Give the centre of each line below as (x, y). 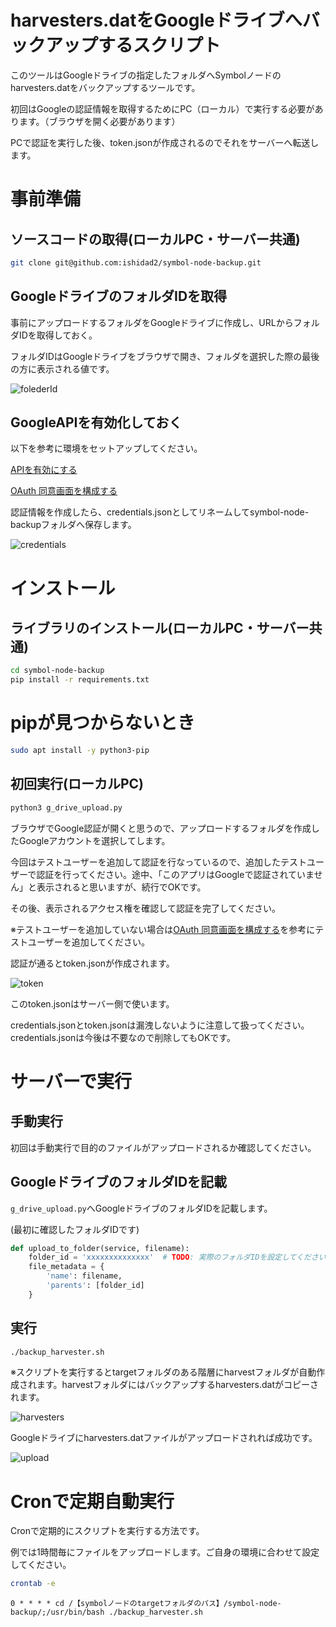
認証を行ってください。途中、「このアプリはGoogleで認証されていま (175, 874)
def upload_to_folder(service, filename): (100, 1248)
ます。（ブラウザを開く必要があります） (99, 121)
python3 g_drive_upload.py (66, 807)
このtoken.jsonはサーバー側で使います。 (92, 1003)
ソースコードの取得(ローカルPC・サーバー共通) (155, 239)
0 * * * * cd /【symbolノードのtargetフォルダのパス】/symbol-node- (146, 1604)
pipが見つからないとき (102, 723)
